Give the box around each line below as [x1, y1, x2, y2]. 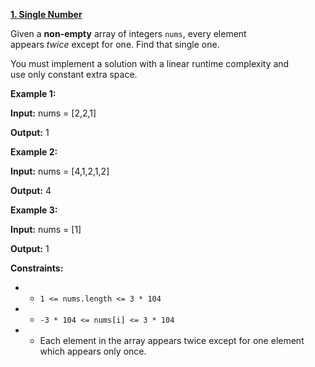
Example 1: [10, 88, 57, 99]
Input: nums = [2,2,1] [10, 107, 97, 119]
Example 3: [10, 204, 58, 216]
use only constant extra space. [10, 69, 138, 80]
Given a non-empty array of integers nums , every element [10, 28, 247, 39]
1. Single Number [10, 9, 83, 20]
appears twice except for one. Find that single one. [10, 39, 220, 50]
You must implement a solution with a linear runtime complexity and [10, 58, 290, 69]
